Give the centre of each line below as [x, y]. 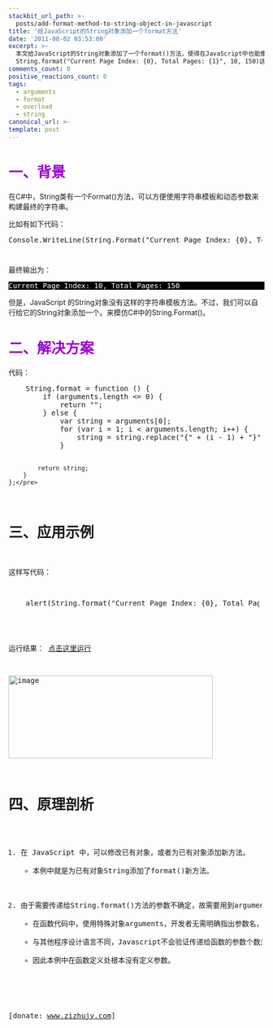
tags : [17, 84]
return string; [63, 468]
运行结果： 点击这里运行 [50, 648]
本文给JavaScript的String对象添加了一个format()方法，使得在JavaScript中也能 [138, 54]
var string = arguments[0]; [116, 421]
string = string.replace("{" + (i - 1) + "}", [171, 437]
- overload [34, 107]
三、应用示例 [52, 532]
